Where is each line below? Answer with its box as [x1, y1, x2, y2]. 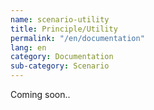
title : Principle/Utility [10, 24, 118, 34]
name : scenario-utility [10, 14, 110, 25]
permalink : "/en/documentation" [10, 33, 145, 43]
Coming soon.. [10, 89, 71, 100]
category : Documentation [10, 52, 114, 62]
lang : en [10, 42, 47, 53]
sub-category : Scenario [10, 61, 110, 71]
